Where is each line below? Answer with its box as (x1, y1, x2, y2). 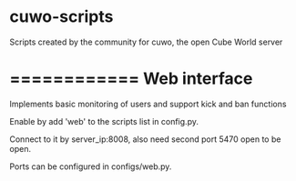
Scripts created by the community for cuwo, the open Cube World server (9, 36, 283, 47)
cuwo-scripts (9, 6, 114, 27)
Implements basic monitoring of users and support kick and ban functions (9, 98, 287, 109)
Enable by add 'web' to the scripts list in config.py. (9, 116, 199, 126)
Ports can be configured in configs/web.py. (9, 161, 172, 172)
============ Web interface (9, 68, 253, 89)
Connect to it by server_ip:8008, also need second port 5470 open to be (9, 134, 281, 145)
